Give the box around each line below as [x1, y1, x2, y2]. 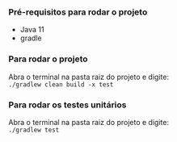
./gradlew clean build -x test [8, 80, 114, 89]
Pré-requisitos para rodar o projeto [8, 6, 148, 18]
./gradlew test [8, 126, 60, 134]
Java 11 [19, 25, 44, 35]
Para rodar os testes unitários [8, 99, 127, 111]
